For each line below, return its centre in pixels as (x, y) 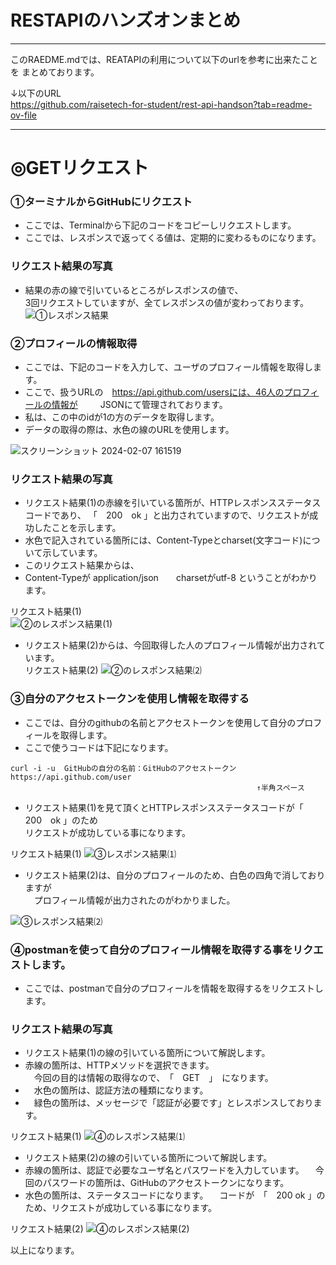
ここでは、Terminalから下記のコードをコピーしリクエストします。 (160, 225)
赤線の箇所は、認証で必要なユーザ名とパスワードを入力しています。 (164, 1170)
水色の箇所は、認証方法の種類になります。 (121, 1090)
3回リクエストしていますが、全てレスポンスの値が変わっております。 (166, 302)
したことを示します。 (77, 528)
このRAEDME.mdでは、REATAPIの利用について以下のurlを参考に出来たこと (164, 59)
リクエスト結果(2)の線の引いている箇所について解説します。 (148, 1158)
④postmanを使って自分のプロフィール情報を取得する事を (151, 949)
